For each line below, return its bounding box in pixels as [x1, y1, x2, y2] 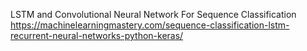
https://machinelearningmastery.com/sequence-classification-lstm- [10, 19, 290, 31]
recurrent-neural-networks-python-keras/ [10, 30, 184, 41]
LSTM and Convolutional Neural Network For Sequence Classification [10, 9, 297, 20]
